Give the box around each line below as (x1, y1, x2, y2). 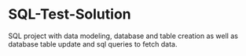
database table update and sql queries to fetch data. (8, 39, 178, 48)
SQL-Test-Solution (8, 5, 131, 23)
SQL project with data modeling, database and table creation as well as (8, 31, 238, 40)
